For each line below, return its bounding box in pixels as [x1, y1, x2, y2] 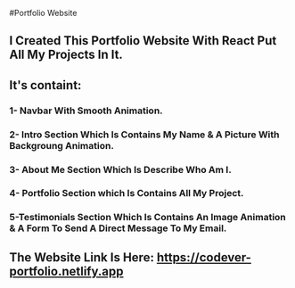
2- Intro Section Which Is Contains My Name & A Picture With [9, 128, 280, 141]
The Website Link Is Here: [9, 250, 154, 265]
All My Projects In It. [9, 47, 123, 62]
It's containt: [9, 78, 82, 93]
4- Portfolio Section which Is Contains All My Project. [9, 187, 244, 200]
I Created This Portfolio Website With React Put [9, 33, 277, 48]
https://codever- [156, 250, 252, 265]
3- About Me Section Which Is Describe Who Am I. [9, 163, 232, 176]
